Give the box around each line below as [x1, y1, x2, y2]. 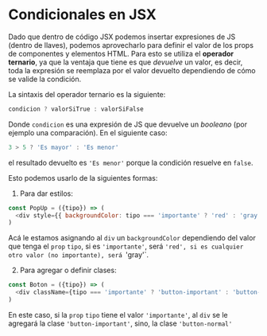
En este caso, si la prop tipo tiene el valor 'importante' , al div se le [8, 310, 228, 319]
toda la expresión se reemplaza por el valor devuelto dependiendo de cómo [8, 65, 256, 75]
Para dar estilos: [19, 189, 74, 198]
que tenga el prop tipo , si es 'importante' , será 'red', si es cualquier [8, 241, 244, 252]
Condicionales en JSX [8, 6, 157, 24]
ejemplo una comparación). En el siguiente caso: [8, 127, 168, 137]
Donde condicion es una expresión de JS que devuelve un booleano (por [8, 119, 248, 129]
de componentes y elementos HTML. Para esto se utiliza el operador [8, 49, 234, 58]
